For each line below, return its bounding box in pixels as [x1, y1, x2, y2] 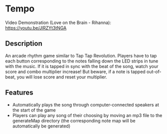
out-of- [146, 68, 162, 74]
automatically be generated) [12, 123, 71, 129]
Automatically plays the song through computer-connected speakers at [12, 101, 160, 107]
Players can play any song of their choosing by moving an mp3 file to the [12, 112, 163, 118]
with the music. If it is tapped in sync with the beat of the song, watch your [5, 63, 159, 69]
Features [5, 88, 33, 97]
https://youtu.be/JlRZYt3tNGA [5, 24, 67, 30]
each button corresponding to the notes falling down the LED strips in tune [5, 58, 159, 64]
